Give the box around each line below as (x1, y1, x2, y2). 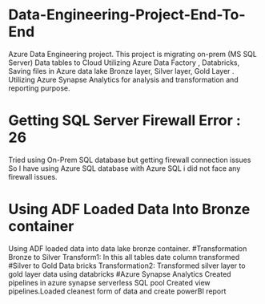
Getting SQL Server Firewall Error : (8, 111, 242, 130)
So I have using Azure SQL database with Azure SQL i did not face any (8, 163, 241, 173)
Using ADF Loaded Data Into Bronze (8, 201, 251, 218)
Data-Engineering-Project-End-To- (8, 6, 246, 24)
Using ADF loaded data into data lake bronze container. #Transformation (8, 243, 247, 253)
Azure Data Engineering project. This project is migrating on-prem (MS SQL (8, 49, 258, 59)
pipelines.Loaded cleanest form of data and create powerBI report (8, 286, 227, 296)
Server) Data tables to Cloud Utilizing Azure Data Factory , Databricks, (8, 58, 240, 67)
